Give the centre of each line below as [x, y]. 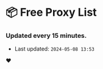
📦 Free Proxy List [51, 13]
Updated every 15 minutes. [46, 36]
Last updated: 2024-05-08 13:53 [55, 49]
